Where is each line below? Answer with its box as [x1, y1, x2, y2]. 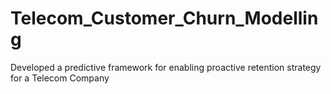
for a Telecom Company [10, 72, 110, 84]
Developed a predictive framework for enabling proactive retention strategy [10, 61, 322, 73]
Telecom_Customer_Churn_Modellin [10, 7, 319, 30]
